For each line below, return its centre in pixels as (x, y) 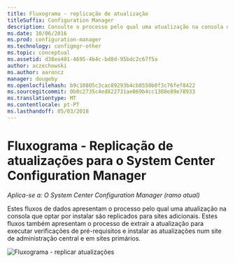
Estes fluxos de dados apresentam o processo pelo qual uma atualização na (117, 208)
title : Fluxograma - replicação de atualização (78, 14)
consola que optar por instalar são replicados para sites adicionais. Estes (113, 216)
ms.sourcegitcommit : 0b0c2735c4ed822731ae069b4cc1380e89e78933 (101, 92)
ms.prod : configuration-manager (54, 40)
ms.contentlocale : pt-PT (43, 105)
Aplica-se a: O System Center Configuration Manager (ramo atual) (104, 195)
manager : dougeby (33, 79)
